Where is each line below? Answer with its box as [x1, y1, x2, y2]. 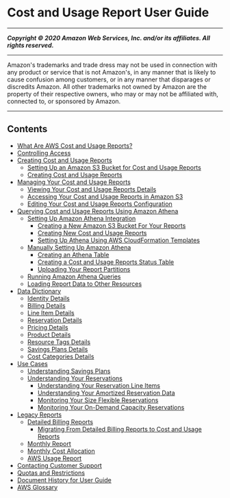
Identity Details [27, 294, 70, 302]
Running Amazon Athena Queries [27, 272, 121, 280]
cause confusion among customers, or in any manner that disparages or [7, 75, 211, 83]
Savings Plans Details [27, 345, 88, 353]
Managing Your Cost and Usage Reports [16, 178, 131, 186]
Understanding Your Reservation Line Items [37, 381, 161, 389]
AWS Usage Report [27, 454, 82, 462]
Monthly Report [27, 439, 72, 447]
